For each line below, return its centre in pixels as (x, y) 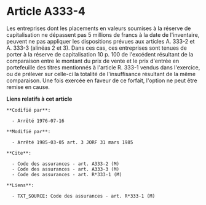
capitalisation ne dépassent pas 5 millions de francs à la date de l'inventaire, (103, 34)
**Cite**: (19, 153)
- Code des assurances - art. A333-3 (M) (66, 169)
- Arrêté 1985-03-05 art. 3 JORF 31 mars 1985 (73, 142)
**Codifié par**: (29, 110)
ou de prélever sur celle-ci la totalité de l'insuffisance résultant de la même (101, 74)
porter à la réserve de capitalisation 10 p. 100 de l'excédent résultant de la (100, 54)
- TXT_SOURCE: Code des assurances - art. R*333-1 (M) (84, 196)
